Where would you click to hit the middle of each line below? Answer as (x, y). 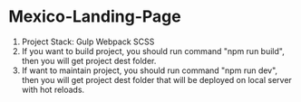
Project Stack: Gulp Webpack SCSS (88, 42)
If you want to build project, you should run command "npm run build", (153, 51)
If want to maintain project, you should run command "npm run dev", (150, 70)
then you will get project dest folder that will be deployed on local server (156, 79)
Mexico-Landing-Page (95, 17)
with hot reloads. (53, 89)
